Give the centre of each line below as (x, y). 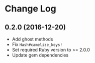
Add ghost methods (32, 39)
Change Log (30, 9)
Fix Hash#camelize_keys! (37, 44)
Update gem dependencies (40, 55)
